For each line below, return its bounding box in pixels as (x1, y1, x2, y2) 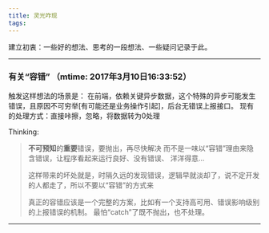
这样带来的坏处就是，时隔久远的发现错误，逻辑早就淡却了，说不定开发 (27, 170, 260, 180)
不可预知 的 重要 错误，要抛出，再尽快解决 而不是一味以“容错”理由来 (27, 143, 247, 152)
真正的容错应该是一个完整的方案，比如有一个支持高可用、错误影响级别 (27, 197, 260, 207)
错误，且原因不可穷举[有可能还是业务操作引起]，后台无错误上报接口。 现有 (8, 101, 255, 110)
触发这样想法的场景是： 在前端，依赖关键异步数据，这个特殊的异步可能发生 (8, 91, 256, 101)
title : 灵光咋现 (8, 11, 58, 20)
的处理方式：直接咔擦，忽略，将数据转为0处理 (8, 111, 160, 120)
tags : (8, 19, 26, 27)
